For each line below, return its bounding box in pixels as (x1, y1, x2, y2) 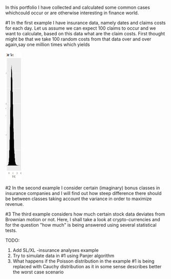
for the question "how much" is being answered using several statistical (5, 222, 157, 228)
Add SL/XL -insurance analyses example (12, 247, 99, 253)
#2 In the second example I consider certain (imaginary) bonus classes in (5, 185, 160, 191)
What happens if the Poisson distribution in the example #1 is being (12, 258, 155, 264)
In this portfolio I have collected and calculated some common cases (5, 5, 150, 10)
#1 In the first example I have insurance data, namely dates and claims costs (5, 20, 166, 26)
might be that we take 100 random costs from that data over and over (5, 36, 152, 42)
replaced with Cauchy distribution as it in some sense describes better (12, 264, 162, 269)
